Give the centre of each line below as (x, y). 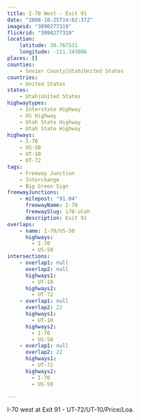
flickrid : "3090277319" (41, 33)
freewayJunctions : (33, 192)
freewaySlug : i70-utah (57, 212)
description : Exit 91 (56, 218)
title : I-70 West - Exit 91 (47, 13)
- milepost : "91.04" (49, 199)
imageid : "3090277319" (39, 26)
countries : (23, 77)
